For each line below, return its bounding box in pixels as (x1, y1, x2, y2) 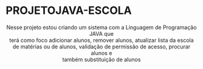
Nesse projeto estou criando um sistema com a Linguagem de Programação (6, 24, 197, 31)
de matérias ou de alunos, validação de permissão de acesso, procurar (12, 43, 191, 50)
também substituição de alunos (62, 56, 141, 63)
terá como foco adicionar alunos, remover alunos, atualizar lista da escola (9, 36, 194, 44)
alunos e (91, 49, 112, 56)
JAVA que (89, 30, 114, 37)
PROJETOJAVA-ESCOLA (5, 4, 132, 18)
